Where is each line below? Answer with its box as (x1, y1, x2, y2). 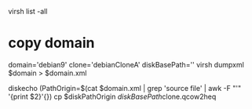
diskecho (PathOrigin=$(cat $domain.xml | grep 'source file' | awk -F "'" (8, 83, 242, 93)
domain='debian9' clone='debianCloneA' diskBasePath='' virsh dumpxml (8, 60, 245, 69)
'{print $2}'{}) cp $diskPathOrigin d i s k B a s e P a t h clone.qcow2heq (8, 92, 217, 101)
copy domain (8, 35, 95, 52)
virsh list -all (8, 7, 48, 16)
